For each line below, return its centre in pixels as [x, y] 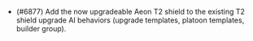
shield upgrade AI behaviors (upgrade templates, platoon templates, [130, 20]
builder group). [41, 29]
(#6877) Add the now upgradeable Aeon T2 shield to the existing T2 [131, 12]
